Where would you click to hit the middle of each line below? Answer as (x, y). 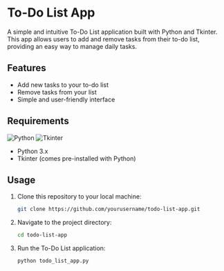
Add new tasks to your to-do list (63, 85)
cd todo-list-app (42, 235)
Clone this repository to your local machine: (79, 197)
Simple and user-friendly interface (66, 99)
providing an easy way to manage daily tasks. (72, 46)
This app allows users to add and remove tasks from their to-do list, (103, 39)
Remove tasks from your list (57, 92)
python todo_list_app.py (53, 261)
